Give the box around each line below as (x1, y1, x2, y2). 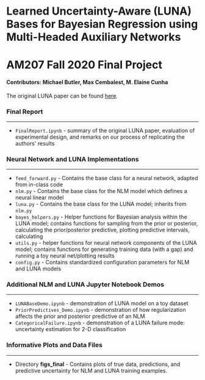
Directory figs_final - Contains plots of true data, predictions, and (15, 361, 181, 368)
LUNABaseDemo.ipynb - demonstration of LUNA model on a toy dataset (15, 300, 189, 307)
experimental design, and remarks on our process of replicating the (15, 133, 185, 141)
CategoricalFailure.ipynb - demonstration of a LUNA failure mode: (15, 319, 185, 326)
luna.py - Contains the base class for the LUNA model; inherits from (15, 200, 187, 208)
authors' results (15, 139, 55, 147)
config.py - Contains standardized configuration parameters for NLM (15, 259, 190, 266)
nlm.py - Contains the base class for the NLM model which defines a (15, 188, 187, 195)
